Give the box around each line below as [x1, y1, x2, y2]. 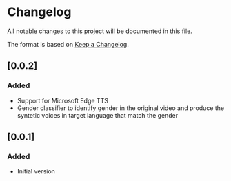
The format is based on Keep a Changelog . [7, 40, 129, 48]
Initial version [17, 167, 55, 175]
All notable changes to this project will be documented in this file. [7, 27, 193, 35]
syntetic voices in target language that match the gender [17, 111, 179, 119]
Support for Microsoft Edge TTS [17, 96, 109, 105]
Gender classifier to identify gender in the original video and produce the [17, 104, 225, 112]
